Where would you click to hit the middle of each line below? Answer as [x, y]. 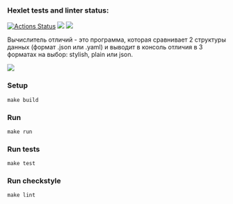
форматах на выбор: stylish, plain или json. [70, 55]
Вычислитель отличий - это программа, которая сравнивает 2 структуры [116, 40]
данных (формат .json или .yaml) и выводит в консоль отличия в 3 [105, 47]
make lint [22, 195]
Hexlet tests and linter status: [58, 10]
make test [22, 164]
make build [23, 100]
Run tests [24, 149]
